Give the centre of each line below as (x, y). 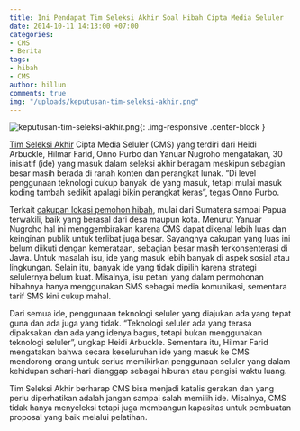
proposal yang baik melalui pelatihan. (78, 417)
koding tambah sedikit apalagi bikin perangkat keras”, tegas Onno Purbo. (145, 193)
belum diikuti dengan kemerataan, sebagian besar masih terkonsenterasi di (149, 248)
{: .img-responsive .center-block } (202, 127)
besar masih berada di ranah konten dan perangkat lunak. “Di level (133, 173)
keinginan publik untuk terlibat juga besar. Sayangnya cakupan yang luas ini (150, 239)
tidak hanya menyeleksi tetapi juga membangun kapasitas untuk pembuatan (150, 408)
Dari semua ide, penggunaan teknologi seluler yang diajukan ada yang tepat (150, 314)
